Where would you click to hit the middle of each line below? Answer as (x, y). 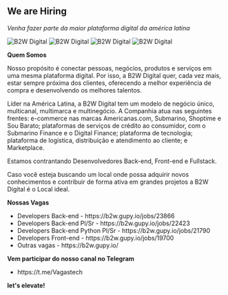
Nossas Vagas (28, 202)
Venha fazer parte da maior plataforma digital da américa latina (99, 28)
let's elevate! (26, 285)
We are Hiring (37, 11)
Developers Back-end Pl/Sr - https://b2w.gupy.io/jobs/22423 (104, 223)
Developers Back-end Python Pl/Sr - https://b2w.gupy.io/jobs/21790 (114, 230)
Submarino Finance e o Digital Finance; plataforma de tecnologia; (100, 133)
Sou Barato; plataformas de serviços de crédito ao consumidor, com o (106, 125)
